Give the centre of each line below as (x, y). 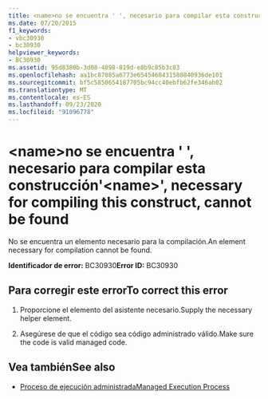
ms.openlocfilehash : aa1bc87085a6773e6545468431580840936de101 (116, 75)
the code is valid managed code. (73, 342)
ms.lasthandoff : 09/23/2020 (55, 105)
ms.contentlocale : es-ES (49, 97)
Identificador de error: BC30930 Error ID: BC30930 (93, 265)
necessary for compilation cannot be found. (80, 250)
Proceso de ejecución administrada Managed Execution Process (124, 386)
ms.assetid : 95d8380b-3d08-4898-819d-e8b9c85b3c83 (94, 68)
